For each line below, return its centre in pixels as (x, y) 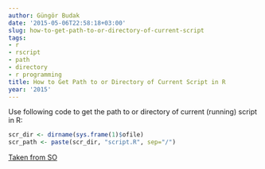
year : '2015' (30, 89)
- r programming (35, 75)
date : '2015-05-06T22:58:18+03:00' (67, 23)
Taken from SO (33, 157)
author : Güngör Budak (44, 15)
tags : (17, 38)
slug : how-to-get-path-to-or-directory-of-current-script (106, 30)
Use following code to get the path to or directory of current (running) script (132, 112)
